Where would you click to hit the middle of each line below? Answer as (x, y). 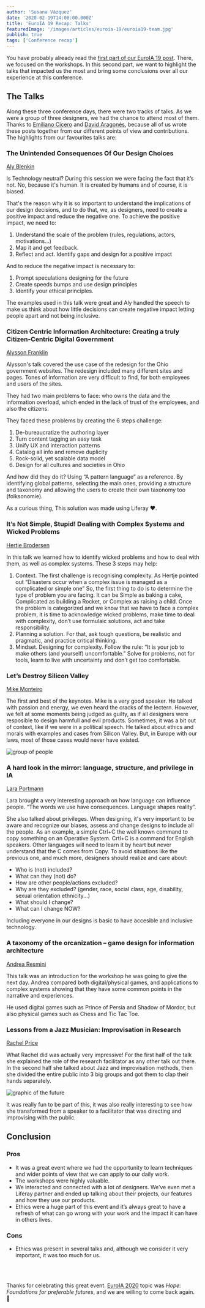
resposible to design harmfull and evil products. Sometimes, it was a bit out (101, 720)
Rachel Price (22, 1043)
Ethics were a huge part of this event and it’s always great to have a (100, 1206)
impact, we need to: (32, 223)
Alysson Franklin (27, 353)
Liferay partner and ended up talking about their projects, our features (103, 1194)
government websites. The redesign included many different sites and (95, 371)
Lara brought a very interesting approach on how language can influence (99, 801)
